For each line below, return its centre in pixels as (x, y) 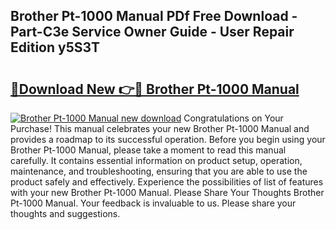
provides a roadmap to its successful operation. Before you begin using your (168, 139)
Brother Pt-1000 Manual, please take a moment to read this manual (148, 150)
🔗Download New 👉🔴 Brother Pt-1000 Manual (155, 89)
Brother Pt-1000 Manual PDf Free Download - (154, 16)
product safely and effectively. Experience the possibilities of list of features (167, 182)
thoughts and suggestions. (65, 213)
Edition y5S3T (55, 47)
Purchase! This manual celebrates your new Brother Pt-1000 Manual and (160, 128)
